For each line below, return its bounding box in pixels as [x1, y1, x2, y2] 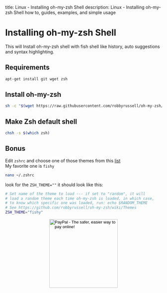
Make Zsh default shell [5, 117, 78, 126]
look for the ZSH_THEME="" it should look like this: [5, 182, 103, 188]
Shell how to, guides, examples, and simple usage [13, 9, 116, 15]
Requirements [5, 63, 50, 72]
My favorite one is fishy [5, 163, 55, 169]
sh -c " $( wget [5, 103, 35, 109]
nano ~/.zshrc [5, 172, 35, 178]
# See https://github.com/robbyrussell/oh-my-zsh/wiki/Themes [5, 205, 137, 210]
